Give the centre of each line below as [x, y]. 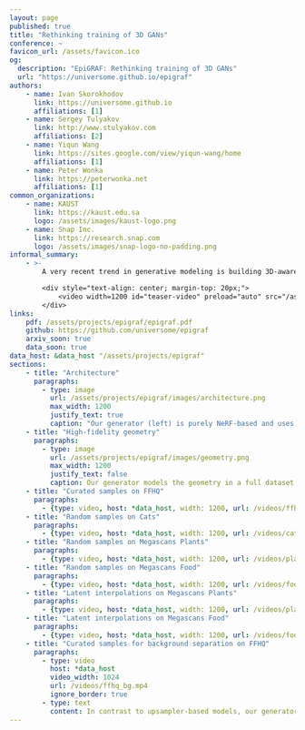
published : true [40, 26]
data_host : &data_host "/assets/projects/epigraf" [107, 356]
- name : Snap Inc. [60, 229]
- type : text [67, 703]
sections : [28, 364]
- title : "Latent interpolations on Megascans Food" [128, 618]
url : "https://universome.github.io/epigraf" [105, 77]
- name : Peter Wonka [64, 170]
